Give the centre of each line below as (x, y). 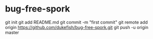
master (12, 32)
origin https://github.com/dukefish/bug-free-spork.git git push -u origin (77, 27)
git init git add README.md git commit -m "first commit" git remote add (76, 22)
